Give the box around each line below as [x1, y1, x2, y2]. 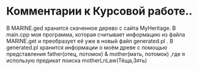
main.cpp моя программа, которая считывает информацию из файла [6, 30, 185, 38]
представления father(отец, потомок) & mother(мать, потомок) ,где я [6, 50, 185, 57]
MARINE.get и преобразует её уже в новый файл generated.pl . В [6, 37, 174, 44]
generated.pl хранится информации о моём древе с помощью [6, 44, 168, 51]
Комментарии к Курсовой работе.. [6, 4, 193, 18]
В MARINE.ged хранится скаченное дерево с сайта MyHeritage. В [6, 24, 176, 32]
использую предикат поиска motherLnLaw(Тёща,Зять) [6, 57, 148, 64]
